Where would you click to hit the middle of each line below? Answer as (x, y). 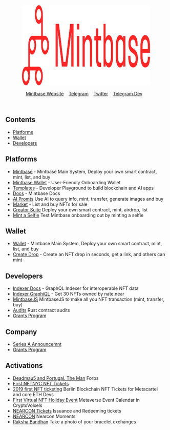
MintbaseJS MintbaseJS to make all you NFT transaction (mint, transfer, (89, 299)
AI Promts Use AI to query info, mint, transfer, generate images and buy (88, 199)
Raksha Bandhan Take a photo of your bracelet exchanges (74, 422)
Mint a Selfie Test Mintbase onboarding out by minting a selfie (78, 215)
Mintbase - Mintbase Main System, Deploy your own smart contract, (85, 171)
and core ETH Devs (33, 394)
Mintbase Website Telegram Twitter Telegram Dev (84, 94)
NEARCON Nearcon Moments (44, 416)
